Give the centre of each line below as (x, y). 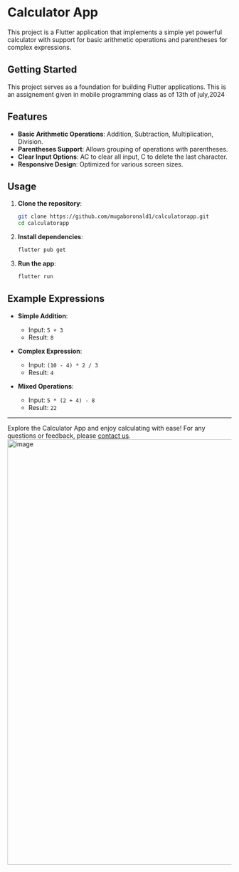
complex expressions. (39, 47)
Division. (31, 141)
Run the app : (37, 263)
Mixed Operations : (46, 386)
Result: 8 (41, 337)
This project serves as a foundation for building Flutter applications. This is (117, 87)
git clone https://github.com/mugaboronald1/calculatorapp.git (113, 217)
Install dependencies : (50, 237)
